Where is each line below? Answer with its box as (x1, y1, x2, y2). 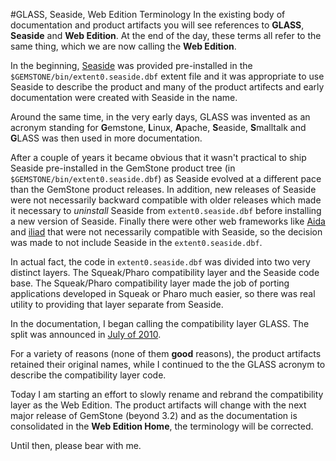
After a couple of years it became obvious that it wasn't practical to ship (10, 152, 307, 163)
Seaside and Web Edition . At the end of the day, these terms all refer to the (10, 30, 322, 41)
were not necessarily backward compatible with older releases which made (10, 194, 322, 206)
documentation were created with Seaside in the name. (10, 92, 238, 103)
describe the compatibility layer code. (10, 369, 167, 381)
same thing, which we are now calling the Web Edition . (10, 40, 237, 52)
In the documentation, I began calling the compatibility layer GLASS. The (10, 318, 310, 329)
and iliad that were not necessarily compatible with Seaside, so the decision (10, 226, 323, 238)
